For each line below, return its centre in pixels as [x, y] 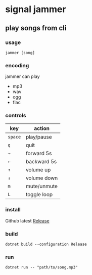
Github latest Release [27, 220]
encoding [17, 65]
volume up [38, 170]
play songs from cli [36, 28]
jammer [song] [20, 53]
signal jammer [36, 9]
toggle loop [39, 195]
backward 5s [41, 162]
